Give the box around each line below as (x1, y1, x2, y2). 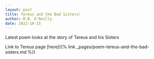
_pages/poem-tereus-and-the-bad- (76, 44, 150, 50)
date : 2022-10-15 (5, 21, 41, 26)
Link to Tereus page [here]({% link (5, 44, 76, 50)
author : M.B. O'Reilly (5, 16, 52, 21)
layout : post (5, 7, 32, 12)
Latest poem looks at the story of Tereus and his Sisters (5, 34, 119, 40)
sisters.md (5, 49, 27, 55)
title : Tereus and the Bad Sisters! (5, 12, 81, 17)
